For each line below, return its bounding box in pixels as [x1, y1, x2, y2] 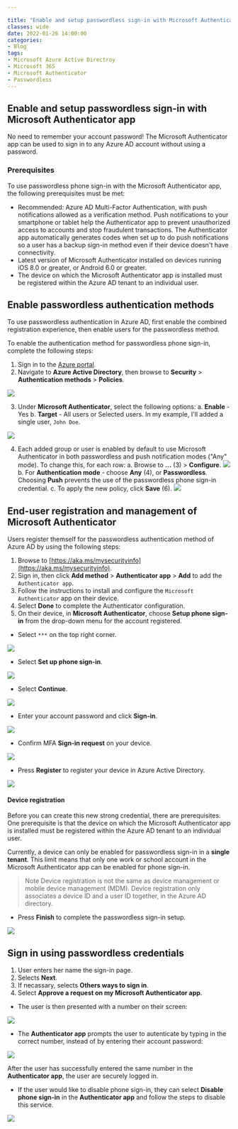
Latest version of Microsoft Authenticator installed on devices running [17, 255, 222, 264]
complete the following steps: [7, 346, 94, 355]
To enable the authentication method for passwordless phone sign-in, [7, 339, 211, 348]
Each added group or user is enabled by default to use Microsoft [17, 445, 207, 454]
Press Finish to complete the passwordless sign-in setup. [17, 913, 186, 921]
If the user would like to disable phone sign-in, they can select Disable [17, 1086, 224, 1094]
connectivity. [17, 248, 56, 257]
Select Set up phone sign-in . [17, 658, 103, 666]
